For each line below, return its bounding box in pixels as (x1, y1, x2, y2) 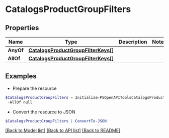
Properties (5, 24, 39, 32)
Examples (5, 72, 37, 81)
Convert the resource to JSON (12, 109, 75, 115)
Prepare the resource (12, 85, 57, 91)
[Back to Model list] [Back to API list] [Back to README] (5, 127, 121, 133)
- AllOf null (7, 99, 33, 105)
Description (118, 39, 147, 45)
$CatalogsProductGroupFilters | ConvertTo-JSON (5, 118, 107, 123)
